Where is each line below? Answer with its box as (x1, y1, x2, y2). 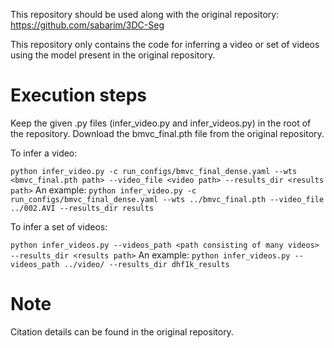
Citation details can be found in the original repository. (10, 325, 234, 338)
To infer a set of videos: (10, 220, 108, 233)
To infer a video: (10, 147, 78, 159)
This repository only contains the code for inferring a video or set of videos (10, 39, 320, 50)
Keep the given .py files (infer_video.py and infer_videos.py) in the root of (10, 117, 312, 129)
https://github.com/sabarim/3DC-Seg (10, 19, 165, 31)
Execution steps (10, 84, 148, 107)
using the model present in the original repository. (10, 49, 216, 61)
